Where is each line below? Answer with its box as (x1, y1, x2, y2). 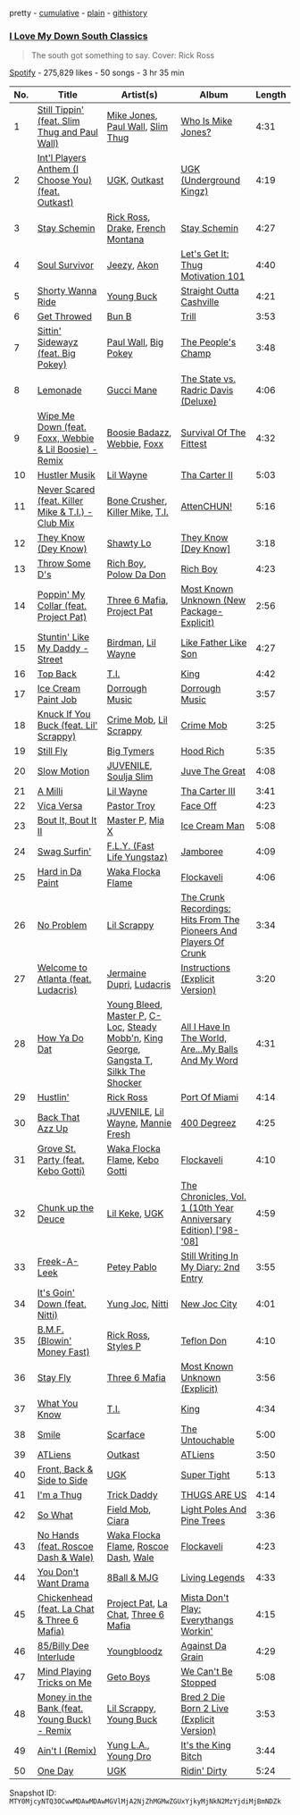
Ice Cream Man (180, 819, 246, 832)
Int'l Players (37, 152, 87, 164)
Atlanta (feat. (37, 973, 92, 986)
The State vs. (180, 373, 237, 385)
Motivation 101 (180, 270, 246, 282)
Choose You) (37, 174, 92, 187)
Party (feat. (37, 1154, 85, 1166)
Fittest (180, 438, 207, 450)
